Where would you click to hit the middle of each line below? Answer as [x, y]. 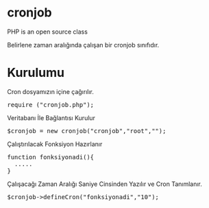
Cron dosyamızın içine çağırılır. [51, 91]
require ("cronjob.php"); [51, 105]
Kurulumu [36, 73]
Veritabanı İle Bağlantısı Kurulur [51, 117]
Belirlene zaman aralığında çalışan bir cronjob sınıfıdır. [83, 45]
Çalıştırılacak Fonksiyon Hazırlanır [55, 144]
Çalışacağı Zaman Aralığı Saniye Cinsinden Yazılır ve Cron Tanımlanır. [104, 184]
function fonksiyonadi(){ [51, 157]
